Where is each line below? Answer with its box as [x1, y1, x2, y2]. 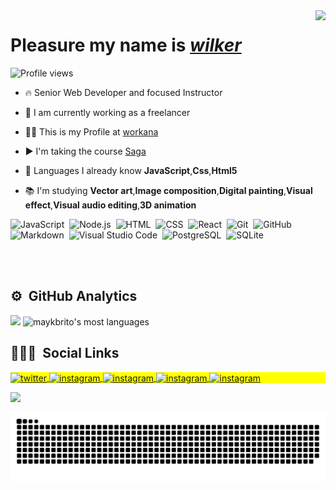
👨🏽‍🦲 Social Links [10, 345, 120, 362]
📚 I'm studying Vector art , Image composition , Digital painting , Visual [24, 184, 313, 196]
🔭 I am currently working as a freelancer [24, 106, 191, 118]
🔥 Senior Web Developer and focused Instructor [24, 86, 223, 98]
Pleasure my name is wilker [10, 34, 242, 57]
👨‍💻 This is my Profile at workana [24, 125, 159, 138]
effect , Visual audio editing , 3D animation [24, 199, 197, 211]
